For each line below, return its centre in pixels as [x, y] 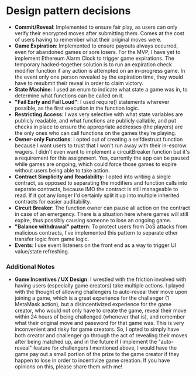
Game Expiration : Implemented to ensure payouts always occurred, [96, 46]
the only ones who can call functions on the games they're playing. [95, 133]
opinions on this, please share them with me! [68, 367]
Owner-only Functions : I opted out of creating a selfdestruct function [99, 139]
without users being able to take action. [62, 170]
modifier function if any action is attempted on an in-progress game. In [100, 70]
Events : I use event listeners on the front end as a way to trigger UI [95, 245]
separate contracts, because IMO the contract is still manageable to [96, 189]
